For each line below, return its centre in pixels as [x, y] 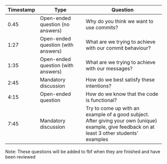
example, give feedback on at [120, 127]
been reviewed [20, 157]
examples [97, 139]
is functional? [101, 100]
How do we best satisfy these [120, 80]
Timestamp [22, 10]
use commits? [102, 28]
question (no [55, 24]
